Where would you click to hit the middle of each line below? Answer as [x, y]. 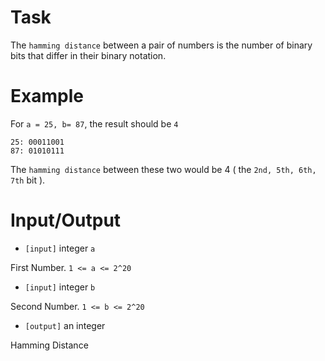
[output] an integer [65, 325]
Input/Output [66, 220]
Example [47, 96]
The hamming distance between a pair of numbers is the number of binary [161, 45]
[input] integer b [60, 287]
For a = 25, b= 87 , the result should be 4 [94, 123]
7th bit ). [28, 180]
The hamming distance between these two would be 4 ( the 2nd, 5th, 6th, [163, 169]
